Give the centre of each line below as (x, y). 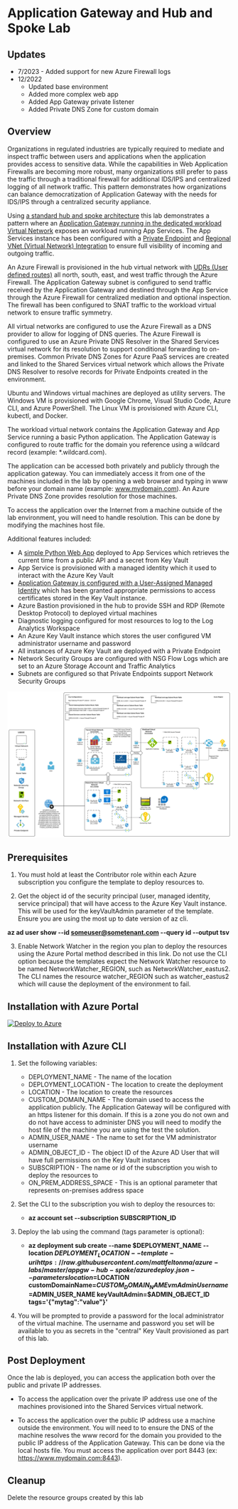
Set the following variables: (58, 1063)
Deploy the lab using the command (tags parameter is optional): (111, 1232)
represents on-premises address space (86, 1190)
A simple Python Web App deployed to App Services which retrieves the (123, 552)
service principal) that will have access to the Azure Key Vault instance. (122, 904)
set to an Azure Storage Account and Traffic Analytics (97, 666)
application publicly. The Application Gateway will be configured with (129, 1107)
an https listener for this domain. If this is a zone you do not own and (129, 1115)
